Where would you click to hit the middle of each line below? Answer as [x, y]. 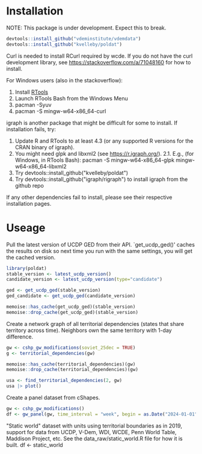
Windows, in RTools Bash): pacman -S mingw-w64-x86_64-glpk [95, 160]
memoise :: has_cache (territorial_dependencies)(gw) [71, 364]
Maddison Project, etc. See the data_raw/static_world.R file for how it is [94, 438]
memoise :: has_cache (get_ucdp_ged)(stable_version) [71, 307]
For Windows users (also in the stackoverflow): [65, 80]
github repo [29, 185]
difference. [20, 336]
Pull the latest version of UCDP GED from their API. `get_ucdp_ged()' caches [101, 244]
